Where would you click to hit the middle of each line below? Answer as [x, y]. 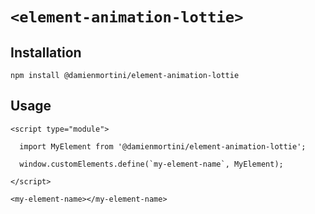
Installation [46, 52]
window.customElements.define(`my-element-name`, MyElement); [151, 164]
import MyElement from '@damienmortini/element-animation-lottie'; [163, 146]
